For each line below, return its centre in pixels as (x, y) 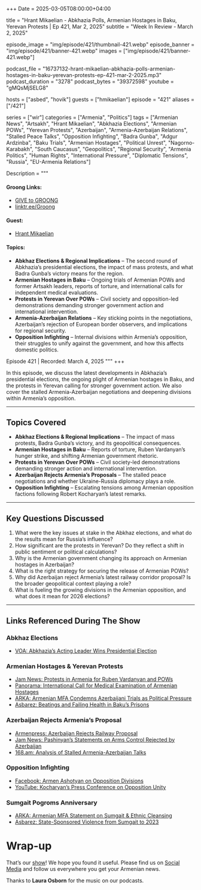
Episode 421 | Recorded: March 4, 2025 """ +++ (66, 361)
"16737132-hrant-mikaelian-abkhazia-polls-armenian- (109, 69)
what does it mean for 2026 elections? (62, 597)
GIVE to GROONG (36, 200)
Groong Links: (24, 187)
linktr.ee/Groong (35, 207)
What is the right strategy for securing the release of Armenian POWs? (102, 571)
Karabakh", (20, 149)
